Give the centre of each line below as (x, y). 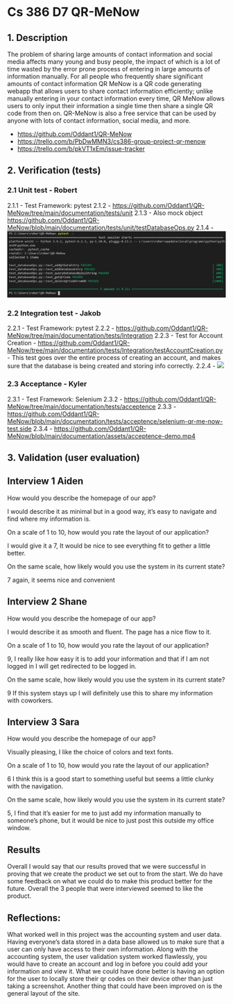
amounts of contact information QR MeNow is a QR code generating (104, 84)
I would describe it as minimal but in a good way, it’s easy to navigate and (112, 511)
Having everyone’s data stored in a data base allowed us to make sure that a (116, 942)
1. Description (37, 38)
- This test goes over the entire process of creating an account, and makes (114, 358)
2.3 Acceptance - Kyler (47, 384)
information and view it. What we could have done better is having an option (116, 971)
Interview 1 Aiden (45, 482)
